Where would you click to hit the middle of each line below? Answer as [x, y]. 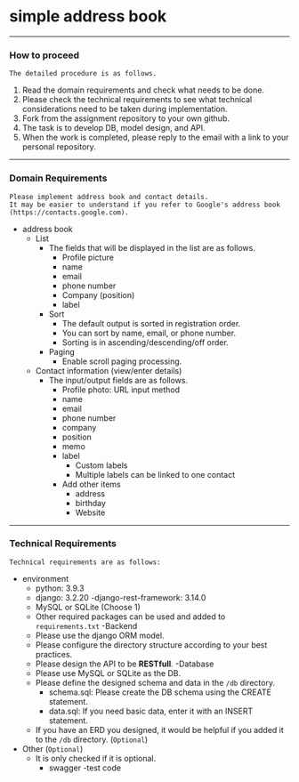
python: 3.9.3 [60, 588]
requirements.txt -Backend [86, 625]
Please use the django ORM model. [100, 635]
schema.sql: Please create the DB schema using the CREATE [160, 692]
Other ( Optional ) [53, 748]
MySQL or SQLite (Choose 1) [88, 607]
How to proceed [44, 55]
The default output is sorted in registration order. [151, 323]
